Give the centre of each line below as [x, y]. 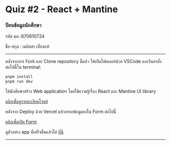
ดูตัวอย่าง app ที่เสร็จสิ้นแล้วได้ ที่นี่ [34, 132]
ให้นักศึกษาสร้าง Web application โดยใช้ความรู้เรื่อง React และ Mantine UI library [81, 91]
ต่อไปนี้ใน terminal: [23, 67]
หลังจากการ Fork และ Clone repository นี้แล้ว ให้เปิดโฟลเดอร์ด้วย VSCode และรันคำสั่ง [83, 62]
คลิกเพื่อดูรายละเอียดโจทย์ [27, 101]
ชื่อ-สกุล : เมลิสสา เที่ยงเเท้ [27, 46]
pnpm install [19, 77]
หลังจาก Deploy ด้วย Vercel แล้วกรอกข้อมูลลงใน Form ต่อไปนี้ [61, 112]
